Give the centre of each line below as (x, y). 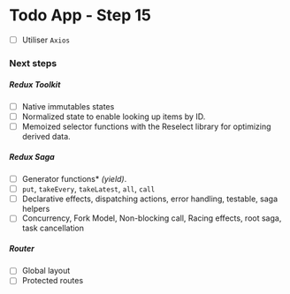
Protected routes (53, 281)
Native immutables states (68, 106)
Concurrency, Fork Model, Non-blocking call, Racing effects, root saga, (152, 218)
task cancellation (53, 228)
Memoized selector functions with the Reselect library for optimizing (146, 127)
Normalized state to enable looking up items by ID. (114, 117)
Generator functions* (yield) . (74, 179)
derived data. (46, 137)
